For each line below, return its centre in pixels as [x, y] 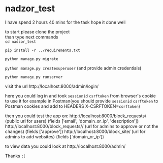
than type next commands [32, 37]
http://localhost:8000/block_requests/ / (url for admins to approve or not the [82, 126]
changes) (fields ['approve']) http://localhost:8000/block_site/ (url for [75, 131]
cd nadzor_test [21, 42]
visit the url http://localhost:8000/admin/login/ [52, 86]
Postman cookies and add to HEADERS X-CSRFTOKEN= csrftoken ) [73, 106]
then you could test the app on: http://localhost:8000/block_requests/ [76, 116]
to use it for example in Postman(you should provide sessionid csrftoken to [82, 101]
